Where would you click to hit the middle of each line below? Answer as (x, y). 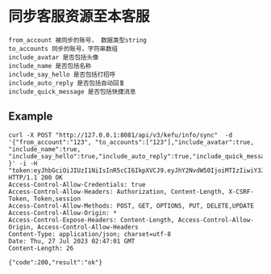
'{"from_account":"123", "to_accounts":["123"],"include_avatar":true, (131, 142)
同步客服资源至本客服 (79, 17)
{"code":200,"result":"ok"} (56, 262)
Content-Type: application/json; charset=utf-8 (90, 234)
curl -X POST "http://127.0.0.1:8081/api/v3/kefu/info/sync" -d (120, 135)
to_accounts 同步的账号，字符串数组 (63, 48)
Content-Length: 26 (41, 248)
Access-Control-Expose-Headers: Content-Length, (92, 220)
